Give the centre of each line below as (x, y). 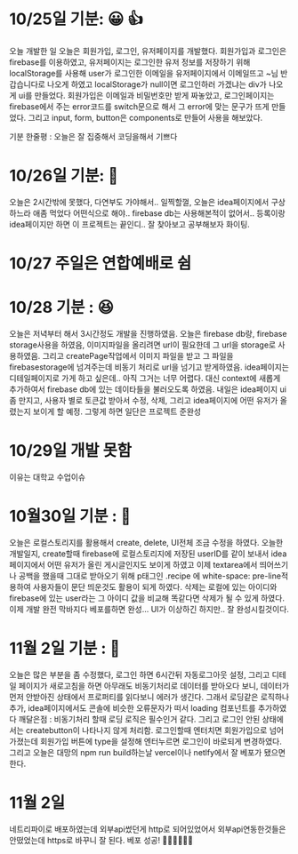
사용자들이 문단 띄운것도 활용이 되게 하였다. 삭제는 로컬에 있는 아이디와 (155, 587)
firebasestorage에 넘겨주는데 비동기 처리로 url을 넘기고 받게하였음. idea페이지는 (149, 367)
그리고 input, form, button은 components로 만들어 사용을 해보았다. (145, 117)
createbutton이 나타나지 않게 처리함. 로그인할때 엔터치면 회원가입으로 (146, 730)
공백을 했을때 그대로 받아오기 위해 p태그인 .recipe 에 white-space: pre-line (150, 576)
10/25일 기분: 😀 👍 (77, 19)
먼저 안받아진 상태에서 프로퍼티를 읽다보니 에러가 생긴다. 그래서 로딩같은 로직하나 (149, 697)
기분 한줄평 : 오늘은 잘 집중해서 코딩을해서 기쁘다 (93, 136)
